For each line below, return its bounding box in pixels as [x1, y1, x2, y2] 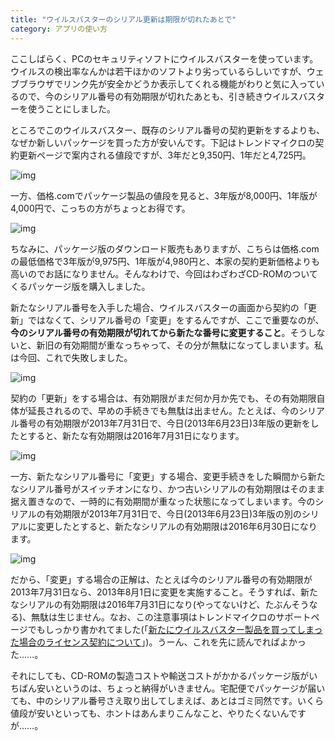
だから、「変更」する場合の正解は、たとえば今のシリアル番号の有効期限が [10, 573, 313, 585]
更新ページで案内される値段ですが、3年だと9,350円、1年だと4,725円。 [18, 149, 312, 161]
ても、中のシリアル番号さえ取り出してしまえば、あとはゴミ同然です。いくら [10, 694, 324, 706]
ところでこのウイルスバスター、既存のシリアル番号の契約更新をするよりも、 [10, 124, 326, 136]
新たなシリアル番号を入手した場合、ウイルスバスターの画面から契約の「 [10, 301, 308, 313]
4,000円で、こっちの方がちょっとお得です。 [10, 202, 191, 214]
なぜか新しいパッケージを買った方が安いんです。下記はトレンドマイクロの [10, 136, 316, 148]
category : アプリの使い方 [10, 24, 108, 34]
